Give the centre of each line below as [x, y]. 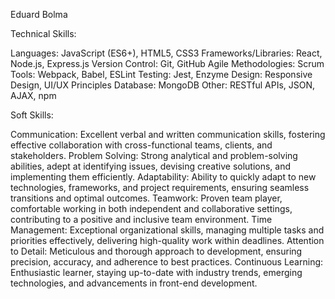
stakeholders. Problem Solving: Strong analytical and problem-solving [154, 155]
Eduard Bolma [39, 14]
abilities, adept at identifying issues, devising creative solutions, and [151, 166]
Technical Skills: [43, 33]
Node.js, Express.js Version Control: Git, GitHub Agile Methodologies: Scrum [167, 63]
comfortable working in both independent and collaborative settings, [151, 208]
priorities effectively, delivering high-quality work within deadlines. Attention [167, 240]
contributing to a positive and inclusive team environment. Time [141, 219]
